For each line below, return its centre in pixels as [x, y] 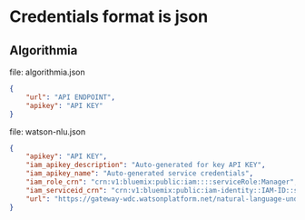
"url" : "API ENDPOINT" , [71, 97]
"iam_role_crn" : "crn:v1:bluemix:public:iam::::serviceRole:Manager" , [162, 182]
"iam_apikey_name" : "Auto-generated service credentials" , [140, 174]
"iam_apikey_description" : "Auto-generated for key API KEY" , [146, 165]
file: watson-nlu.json [48, 131]
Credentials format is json [109, 17]
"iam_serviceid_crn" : [66, 190]
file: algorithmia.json [47, 72]
